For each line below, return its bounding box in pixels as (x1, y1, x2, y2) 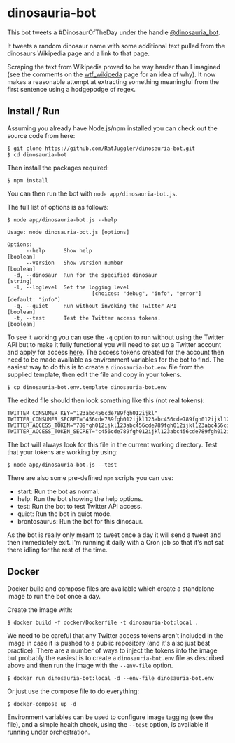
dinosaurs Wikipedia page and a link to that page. (7, 49, 150, 57)
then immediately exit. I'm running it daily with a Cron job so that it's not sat (7, 538, 224, 546)
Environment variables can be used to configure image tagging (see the (7, 713, 214, 721)
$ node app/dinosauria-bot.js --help (7, 216, 117, 224)
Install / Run (7, 105, 61, 117)
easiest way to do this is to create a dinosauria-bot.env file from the (7, 362, 204, 371)
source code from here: (7, 131, 76, 139)
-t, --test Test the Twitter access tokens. (13, 314, 161, 322)
